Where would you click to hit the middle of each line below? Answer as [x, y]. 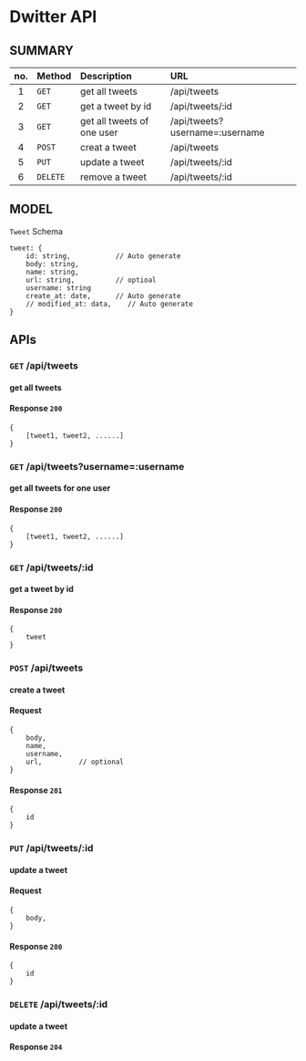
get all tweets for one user [60, 488]
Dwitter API [53, 17]
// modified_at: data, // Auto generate [110, 304]
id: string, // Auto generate [103, 256]
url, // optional [75, 762]
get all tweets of [115, 121]
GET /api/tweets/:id [51, 567]
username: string [59, 288]
